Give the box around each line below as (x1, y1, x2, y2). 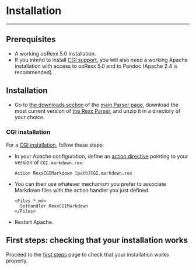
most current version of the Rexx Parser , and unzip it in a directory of (14, 107, 181, 115)
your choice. (14, 113, 45, 120)
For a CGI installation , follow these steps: (6, 141, 104, 148)
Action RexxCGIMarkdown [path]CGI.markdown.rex (14, 170, 132, 176)
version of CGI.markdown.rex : (14, 159, 84, 166)
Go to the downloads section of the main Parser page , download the (14, 101, 179, 108)
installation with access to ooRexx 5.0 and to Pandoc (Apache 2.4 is (14, 63, 178, 70)
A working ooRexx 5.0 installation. (14, 50, 96, 57)
